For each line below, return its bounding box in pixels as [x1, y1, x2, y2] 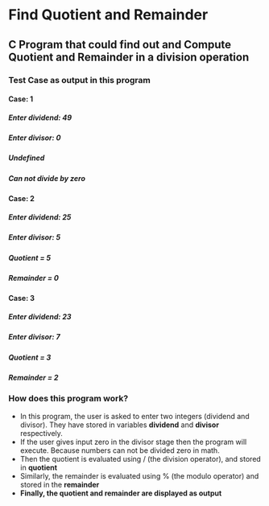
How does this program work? [8, 393, 129, 404]
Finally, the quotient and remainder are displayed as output [19, 488, 222, 498]
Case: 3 [8, 294, 35, 303]
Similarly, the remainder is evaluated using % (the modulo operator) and [19, 471, 259, 480]
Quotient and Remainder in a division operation [8, 50, 250, 64]
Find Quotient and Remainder [8, 6, 209, 24]
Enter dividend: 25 [8, 212, 72, 222]
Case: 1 [8, 94, 34, 104]
